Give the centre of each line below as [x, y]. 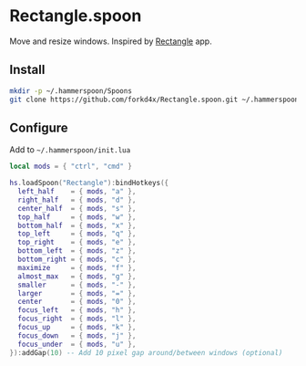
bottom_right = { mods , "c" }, [77, 260]
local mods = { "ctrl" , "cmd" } [71, 167]
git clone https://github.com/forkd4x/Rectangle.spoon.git [124, 99]
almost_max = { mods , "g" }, [77, 276]
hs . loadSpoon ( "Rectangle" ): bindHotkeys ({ [89, 183]
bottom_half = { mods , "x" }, [77, 225]
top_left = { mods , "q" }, [77, 234]
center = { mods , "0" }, [77, 302]
